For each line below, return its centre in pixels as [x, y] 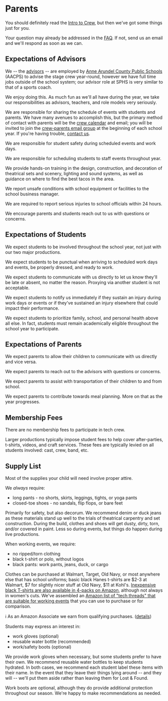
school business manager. [32, 194]
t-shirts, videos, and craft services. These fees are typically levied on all [79, 445]
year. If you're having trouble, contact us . [48, 133]
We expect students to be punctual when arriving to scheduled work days [81, 262]
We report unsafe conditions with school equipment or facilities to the [77, 188]
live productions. [23, 534]
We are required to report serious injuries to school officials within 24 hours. [84, 203]
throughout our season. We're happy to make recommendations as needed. [83, 693]
